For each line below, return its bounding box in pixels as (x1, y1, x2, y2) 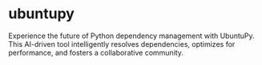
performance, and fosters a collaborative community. (8, 48, 184, 57)
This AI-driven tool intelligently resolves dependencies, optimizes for (8, 39, 236, 48)
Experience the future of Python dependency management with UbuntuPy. (8, 31, 255, 40)
